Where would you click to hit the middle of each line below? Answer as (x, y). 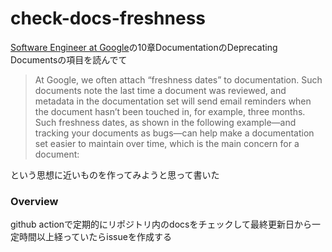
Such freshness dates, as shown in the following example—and (165, 122)
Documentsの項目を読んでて (69, 59)
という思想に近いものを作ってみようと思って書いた (115, 174)
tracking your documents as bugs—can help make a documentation (174, 133)
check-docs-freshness (108, 18)
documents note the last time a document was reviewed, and (160, 90)
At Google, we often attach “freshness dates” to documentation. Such (178, 79)
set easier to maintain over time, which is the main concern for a (167, 143)
